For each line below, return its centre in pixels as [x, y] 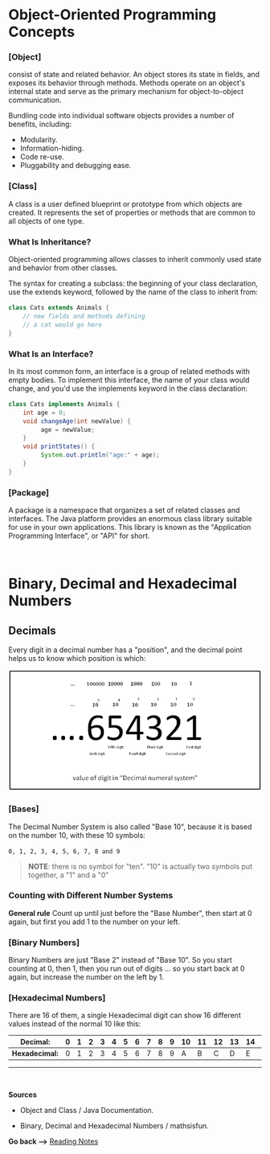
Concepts [41, 32]
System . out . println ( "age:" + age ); [100, 455]
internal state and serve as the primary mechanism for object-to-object [126, 92]
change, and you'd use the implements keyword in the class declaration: [128, 388]
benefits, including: [40, 124]
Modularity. [39, 140]
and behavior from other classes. [63, 268]
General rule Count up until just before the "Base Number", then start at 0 [130, 913]
